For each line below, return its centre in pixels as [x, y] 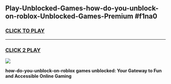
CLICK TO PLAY [25, 31]
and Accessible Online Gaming [38, 76]
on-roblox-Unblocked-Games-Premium [69, 17]
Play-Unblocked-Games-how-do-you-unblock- [82, 8]
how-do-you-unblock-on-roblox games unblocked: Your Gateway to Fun [83, 70]
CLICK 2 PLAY [23, 50]
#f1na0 [146, 17]
